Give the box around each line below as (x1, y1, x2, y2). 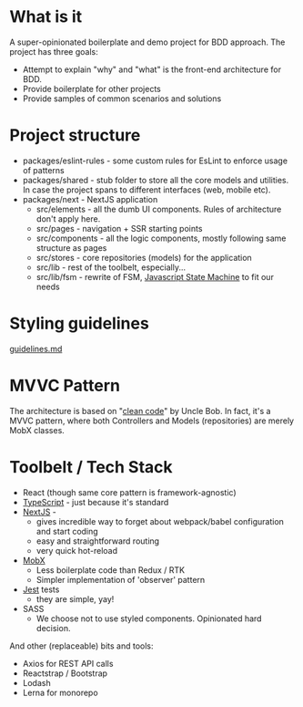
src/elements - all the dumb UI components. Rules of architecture (35, 203, 282, 214)
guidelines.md (9, 343, 63, 354)
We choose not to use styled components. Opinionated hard (35, 613, 262, 624)
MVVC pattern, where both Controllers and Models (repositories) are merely (9, 415, 294, 426)
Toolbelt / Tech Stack (9, 456, 173, 477)
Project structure (9, 125, 141, 146)
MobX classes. (9, 424, 66, 435)
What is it (9, 6, 83, 27)
